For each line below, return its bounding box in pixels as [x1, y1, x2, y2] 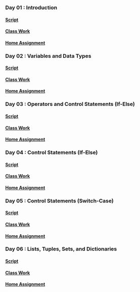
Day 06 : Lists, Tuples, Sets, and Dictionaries [5, 245, 117, 253]
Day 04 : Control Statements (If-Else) [5, 149, 98, 156]
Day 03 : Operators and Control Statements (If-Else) [5, 101, 135, 108]
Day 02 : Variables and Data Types [5, 52, 91, 59]
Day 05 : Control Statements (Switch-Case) [5, 197, 114, 204]
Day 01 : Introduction [5, 4, 57, 11]
